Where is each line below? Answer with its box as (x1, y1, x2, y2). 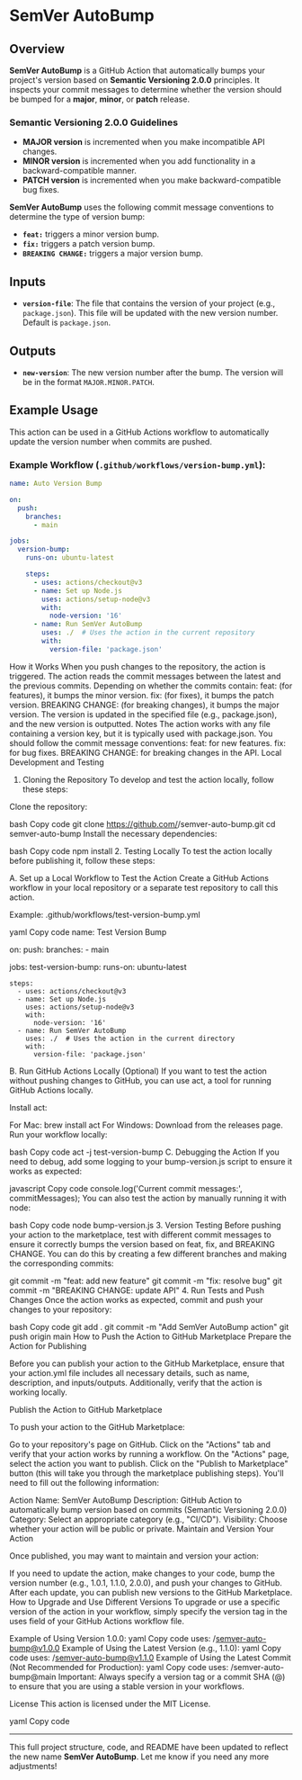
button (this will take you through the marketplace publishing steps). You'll (9, 1468, 285, 1479)
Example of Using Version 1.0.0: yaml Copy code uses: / (9, 1632, 217, 1643)
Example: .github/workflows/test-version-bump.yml (9, 909, 200, 920)
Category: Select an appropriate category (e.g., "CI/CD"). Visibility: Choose (9, 1514, 288, 1524)
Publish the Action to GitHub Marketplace (9, 1404, 163, 1415)
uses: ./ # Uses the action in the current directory (25, 1034, 235, 1043)
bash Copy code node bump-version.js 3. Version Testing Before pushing (9, 1219, 281, 1230)
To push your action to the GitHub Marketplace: (9, 1421, 186, 1432)
